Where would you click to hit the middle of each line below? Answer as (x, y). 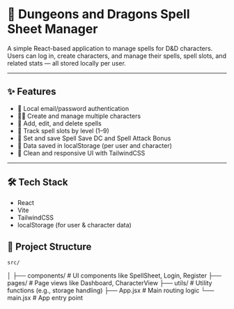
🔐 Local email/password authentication (73, 108)
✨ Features (32, 92)
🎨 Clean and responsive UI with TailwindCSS (81, 153)
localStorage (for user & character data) (75, 225)
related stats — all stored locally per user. (67, 63)
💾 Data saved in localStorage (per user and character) (95, 145)
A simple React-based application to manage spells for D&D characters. (110, 48)
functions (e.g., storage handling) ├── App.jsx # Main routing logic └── (111, 291)
